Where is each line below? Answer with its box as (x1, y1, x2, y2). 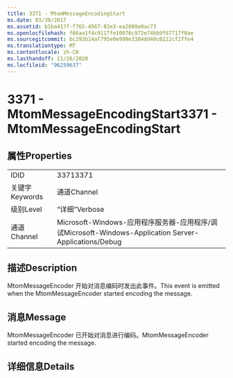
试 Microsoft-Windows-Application (56, 228, 171, 237)
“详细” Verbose (56, 204, 105, 214)
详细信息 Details (7, 361, 75, 372)
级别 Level (10, 204, 42, 214)
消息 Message (7, 311, 67, 323)
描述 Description (7, 262, 78, 274)
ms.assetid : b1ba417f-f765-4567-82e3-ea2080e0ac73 (7, 23, 157, 30)
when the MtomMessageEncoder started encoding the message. (7, 289, 193, 298)
